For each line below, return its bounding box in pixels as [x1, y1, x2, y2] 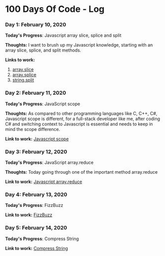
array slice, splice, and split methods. [5, 47, 81, 53]
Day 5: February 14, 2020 [5, 224, 67, 231]
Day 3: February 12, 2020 [5, 148, 67, 155]
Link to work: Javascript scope [5, 135, 69, 142]
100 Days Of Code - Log [5, 3, 105, 15]
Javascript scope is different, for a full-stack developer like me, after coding [5, 116, 160, 122]
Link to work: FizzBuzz [5, 212, 53, 218]
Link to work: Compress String [5, 245, 68, 251]
